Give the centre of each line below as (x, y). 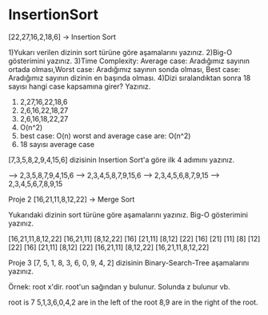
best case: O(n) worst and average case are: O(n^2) (105, 136)
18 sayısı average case (57, 144)
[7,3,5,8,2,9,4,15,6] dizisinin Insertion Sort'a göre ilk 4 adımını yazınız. (122, 159)
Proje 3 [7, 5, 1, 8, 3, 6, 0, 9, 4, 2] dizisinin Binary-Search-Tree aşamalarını (129, 262)
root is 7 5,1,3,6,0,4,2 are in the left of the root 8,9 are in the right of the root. (133, 302)
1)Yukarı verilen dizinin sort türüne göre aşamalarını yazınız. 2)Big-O (120, 52)
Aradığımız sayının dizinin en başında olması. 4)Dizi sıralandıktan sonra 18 (130, 78)
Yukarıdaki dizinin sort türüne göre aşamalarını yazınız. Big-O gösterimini (128, 214)
